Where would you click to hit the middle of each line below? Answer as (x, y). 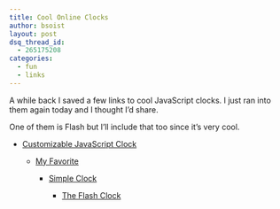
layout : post (33, 34)
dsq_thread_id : (37, 42)
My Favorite (57, 161)
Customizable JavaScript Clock (79, 143)
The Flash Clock (91, 195)
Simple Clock (73, 178)
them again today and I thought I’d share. (84, 109)
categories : (31, 58)
